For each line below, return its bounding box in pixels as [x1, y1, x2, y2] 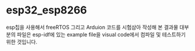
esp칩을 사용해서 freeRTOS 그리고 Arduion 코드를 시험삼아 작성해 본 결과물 [6, 23, 179, 30]
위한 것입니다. [6, 38, 38, 45]
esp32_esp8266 [6, 4, 88, 17]
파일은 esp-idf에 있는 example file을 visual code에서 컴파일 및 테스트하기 [16, 30, 186, 38]
